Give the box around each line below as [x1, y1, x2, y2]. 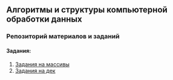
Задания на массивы [15, 60, 70, 68]
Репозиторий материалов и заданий [6, 32, 120, 41]
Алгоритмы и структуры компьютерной [6, 5, 168, 15]
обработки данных [6, 14, 83, 25]
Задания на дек [15, 67, 56, 74]
